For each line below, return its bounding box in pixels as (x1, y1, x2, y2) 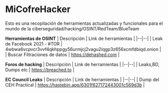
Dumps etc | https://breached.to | (5, 67, 74, 73)
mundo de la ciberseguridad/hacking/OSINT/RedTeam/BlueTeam (5, 25, 139, 31)
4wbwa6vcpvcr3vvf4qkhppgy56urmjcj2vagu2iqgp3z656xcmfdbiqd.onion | (5, 46, 161, 52)
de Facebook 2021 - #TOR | (5, 40, 63, 46)
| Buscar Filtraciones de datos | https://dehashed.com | (5, 52, 120, 58)
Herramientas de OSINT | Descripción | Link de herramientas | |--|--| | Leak (5, 35, 163, 41)
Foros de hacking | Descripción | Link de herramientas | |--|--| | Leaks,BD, (5, 61, 160, 67)
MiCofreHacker (5, 4, 71, 15)
